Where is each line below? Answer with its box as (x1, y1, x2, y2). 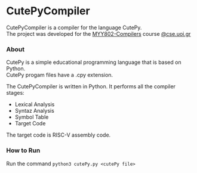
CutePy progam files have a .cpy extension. (6, 72, 113, 79)
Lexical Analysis (14, 101, 55, 108)
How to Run (6, 146, 41, 155)
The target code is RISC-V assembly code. (6, 131, 111, 138)
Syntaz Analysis (14, 107, 55, 115)
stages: (6, 89, 25, 97)
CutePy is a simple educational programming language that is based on (6, 58, 181, 66)
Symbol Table (14, 113, 49, 121)
